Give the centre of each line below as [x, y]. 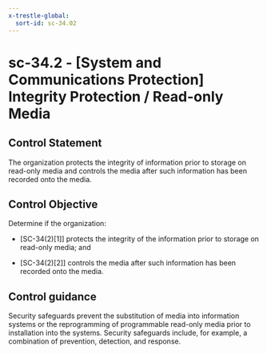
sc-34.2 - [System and [85, 63]
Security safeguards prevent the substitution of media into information [124, 316]
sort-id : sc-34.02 [46, 23]
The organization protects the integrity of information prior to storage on [127, 162]
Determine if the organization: [57, 224]
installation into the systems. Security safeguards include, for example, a [128, 333]
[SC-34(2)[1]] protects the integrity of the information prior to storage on [139, 239]
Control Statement [55, 143]
